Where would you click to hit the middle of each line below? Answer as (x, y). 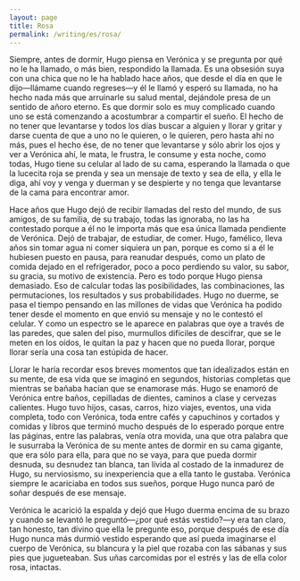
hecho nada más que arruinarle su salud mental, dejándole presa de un (140, 97)
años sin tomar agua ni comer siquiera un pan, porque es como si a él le (142, 248)
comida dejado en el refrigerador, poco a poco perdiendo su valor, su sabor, (149, 267)
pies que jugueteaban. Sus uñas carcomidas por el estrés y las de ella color (148, 558)
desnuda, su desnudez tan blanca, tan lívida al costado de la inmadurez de (146, 465)
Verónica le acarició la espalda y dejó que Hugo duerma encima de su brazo (150, 510)
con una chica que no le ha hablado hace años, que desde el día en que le (146, 79)
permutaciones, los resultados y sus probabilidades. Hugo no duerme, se (144, 295)
